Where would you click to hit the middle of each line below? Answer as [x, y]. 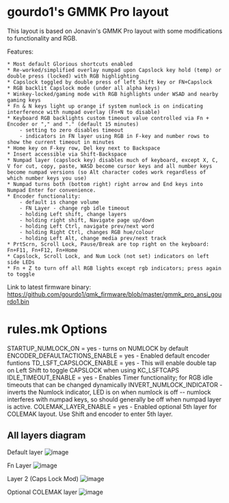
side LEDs [21, 262]
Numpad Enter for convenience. [52, 190]
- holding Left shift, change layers [73, 214]
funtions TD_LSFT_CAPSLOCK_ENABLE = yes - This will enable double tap [112, 363]
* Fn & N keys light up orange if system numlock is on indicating [105, 106]
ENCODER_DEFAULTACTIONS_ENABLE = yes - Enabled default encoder [108, 355]
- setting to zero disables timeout [72, 130]
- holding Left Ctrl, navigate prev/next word [87, 226]
